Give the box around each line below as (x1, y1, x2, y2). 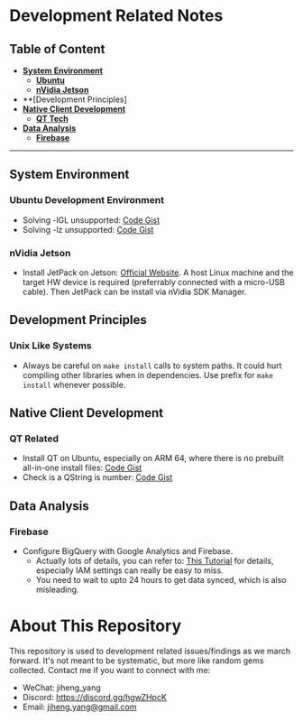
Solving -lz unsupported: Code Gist (22, 224, 154, 235)
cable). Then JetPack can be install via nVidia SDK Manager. (22, 286, 247, 297)
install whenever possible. (22, 379, 126, 390)
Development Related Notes (9, 5, 224, 26)
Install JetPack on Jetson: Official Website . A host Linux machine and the (22, 267, 294, 278)
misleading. (35, 584, 79, 596)
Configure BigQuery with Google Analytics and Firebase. (22, 546, 234, 557)
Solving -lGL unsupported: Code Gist (22, 214, 161, 226)
